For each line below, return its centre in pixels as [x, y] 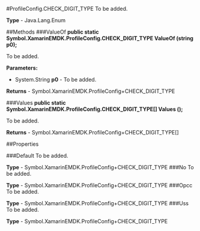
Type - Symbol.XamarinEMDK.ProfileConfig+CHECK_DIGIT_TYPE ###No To [100, 167]
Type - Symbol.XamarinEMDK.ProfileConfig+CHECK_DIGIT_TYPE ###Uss [98, 203]
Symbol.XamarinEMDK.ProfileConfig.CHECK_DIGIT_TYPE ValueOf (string [100, 38]
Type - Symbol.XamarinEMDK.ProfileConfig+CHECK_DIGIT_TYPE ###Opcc [99, 185]
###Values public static [36, 103]
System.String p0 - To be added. [56, 79]
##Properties [23, 144]
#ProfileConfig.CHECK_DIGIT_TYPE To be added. [67, 9]
